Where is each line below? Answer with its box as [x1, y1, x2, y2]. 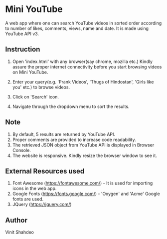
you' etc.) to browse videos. [12, 84, 70, 90]
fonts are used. [12, 196, 44, 202]
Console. [12, 147, 31, 153]
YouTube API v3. [5, 30, 39, 36]
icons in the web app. [12, 185, 57, 191]
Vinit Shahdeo [5, 229, 34, 235]
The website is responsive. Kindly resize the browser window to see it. [12, 152, 157, 158]
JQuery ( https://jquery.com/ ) [12, 201, 72, 207]
